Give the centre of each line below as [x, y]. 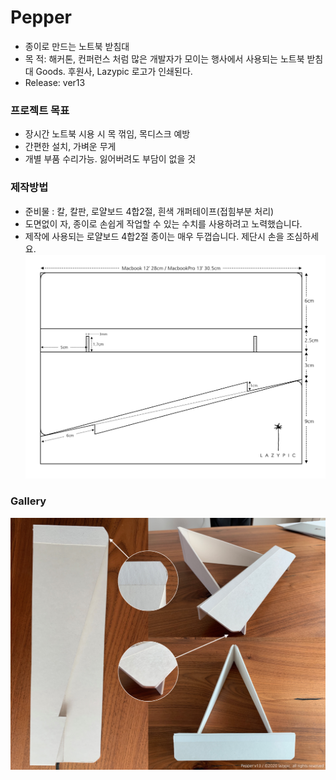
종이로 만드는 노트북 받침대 [77, 46]
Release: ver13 [55, 82]
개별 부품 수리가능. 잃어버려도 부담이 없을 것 [110, 159]
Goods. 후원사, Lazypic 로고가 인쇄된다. [114, 71]
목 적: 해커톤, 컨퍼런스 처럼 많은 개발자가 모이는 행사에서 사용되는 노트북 [164, 58]
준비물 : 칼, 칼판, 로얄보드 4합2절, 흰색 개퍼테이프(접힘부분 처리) [149, 211]
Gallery [28, 501]
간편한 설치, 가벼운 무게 [70, 147]
